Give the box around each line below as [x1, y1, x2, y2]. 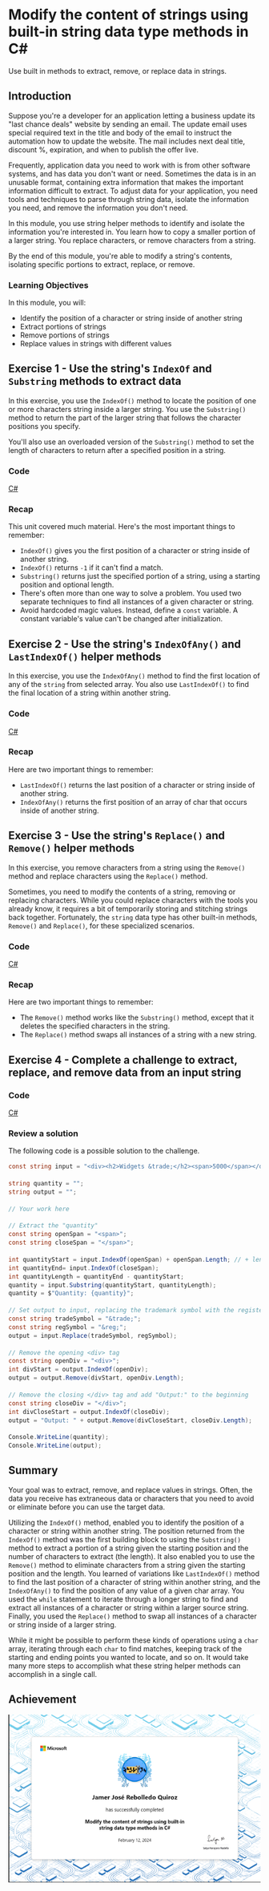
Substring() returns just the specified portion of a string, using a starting [19, 572, 260, 581]
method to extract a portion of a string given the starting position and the [8, 1543, 249, 1553]
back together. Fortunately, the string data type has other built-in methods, [8, 912, 258, 922]
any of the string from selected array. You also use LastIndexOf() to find [8, 680, 250, 689]
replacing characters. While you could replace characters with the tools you [8, 895, 258, 905]
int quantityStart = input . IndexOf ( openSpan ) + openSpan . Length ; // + [8, 1255, 249, 1263]
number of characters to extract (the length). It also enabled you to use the [8, 1551, 255, 1561]
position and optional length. [19, 580, 114, 590]
